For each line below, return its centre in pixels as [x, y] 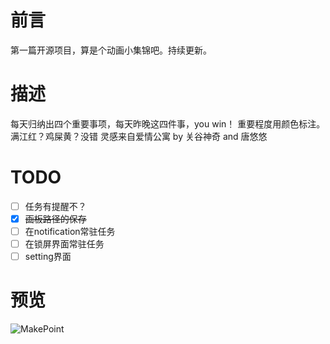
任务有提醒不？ [55, 206]
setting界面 [48, 257]
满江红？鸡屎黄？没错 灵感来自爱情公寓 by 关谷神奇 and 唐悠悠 [139, 136]
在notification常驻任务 [70, 231]
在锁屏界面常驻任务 [64, 244]
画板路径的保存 [55, 218]
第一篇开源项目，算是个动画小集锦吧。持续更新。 [111, 50]
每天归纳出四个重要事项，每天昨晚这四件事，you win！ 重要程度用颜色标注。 [168, 123]
